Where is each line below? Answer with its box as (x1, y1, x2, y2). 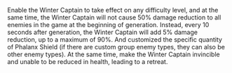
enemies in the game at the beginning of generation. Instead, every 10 (7, 21, 210, 29)
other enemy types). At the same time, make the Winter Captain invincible (7, 50, 220, 58)
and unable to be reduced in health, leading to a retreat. (7, 58, 168, 65)
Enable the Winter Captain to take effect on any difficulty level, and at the (7, 6, 219, 14)
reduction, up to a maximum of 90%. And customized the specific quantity (7, 35, 223, 44)
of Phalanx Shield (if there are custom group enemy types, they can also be (7, 43, 226, 51)
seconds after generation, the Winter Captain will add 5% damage (7, 28, 198, 36)
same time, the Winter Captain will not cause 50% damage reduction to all (7, 13, 221, 22)
